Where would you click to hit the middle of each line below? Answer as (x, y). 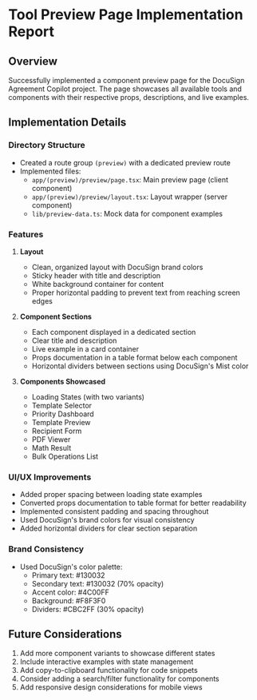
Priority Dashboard (63, 414)
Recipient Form (57, 431)
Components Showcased (63, 381)
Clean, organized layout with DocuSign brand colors (117, 267)
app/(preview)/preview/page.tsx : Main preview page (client (130, 179)
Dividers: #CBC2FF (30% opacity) (88, 609)
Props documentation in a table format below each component (134, 357)
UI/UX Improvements (50, 477)
